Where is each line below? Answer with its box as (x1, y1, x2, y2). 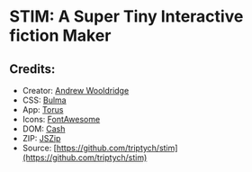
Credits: (9, 61, 56, 77)
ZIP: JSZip (22, 133, 61, 143)
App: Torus (22, 104, 64, 114)
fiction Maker (9, 25, 112, 46)
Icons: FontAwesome (22, 114, 101, 124)
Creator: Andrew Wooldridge (22, 86, 130, 95)
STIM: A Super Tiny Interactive (9, 6, 244, 27)
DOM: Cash (22, 123, 66, 134)
